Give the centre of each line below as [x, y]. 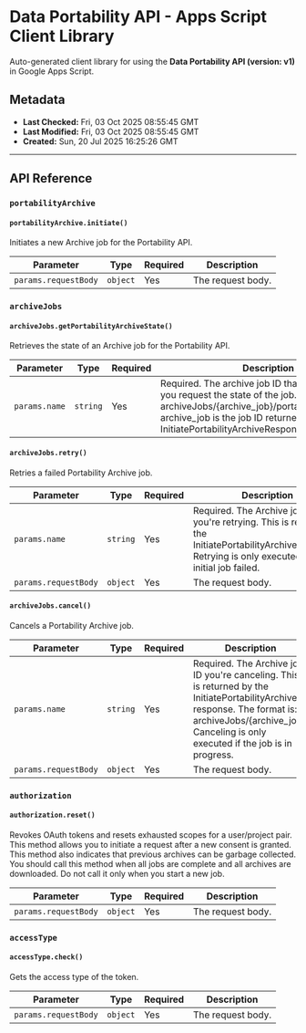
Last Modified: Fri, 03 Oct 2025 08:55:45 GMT [111, 131]
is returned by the [230, 686]
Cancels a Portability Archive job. [72, 625]
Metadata [37, 100]
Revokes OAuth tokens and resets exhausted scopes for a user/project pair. [151, 835]
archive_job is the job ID [212, 418]
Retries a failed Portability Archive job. [81, 473]
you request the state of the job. [229, 395]
